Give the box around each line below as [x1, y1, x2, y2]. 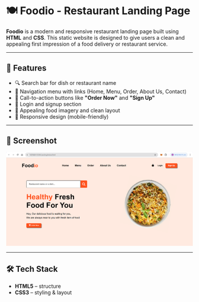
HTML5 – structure [14, 282, 61, 290]
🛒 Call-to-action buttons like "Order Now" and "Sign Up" [14, 94, 155, 101]
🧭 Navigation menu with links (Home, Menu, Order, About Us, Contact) [14, 88, 187, 95]
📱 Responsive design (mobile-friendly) [14, 113, 109, 120]
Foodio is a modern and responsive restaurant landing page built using [6, 27, 179, 35]
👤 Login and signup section [14, 100, 82, 107]
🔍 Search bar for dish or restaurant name [14, 79, 117, 86]
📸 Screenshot [6, 136, 57, 146]
